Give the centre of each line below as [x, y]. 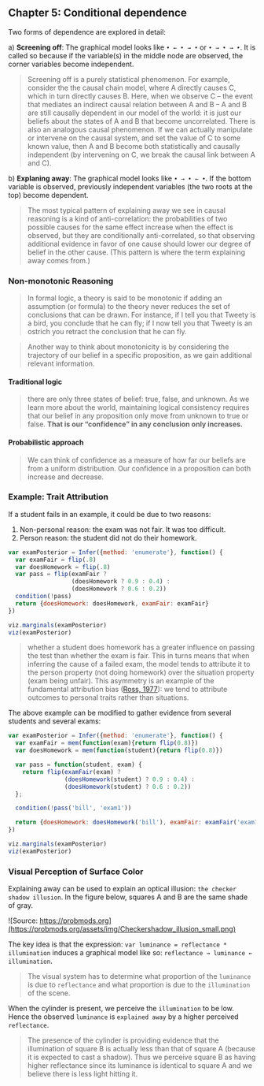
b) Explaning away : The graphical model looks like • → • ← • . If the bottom [130, 178]
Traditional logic [35, 381]
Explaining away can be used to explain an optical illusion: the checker [123, 889]
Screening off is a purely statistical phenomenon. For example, [128, 79]
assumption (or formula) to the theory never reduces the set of [128, 307]
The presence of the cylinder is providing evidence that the [123, 1040]
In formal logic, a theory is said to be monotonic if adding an [125, 298]
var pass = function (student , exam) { [79, 765]
